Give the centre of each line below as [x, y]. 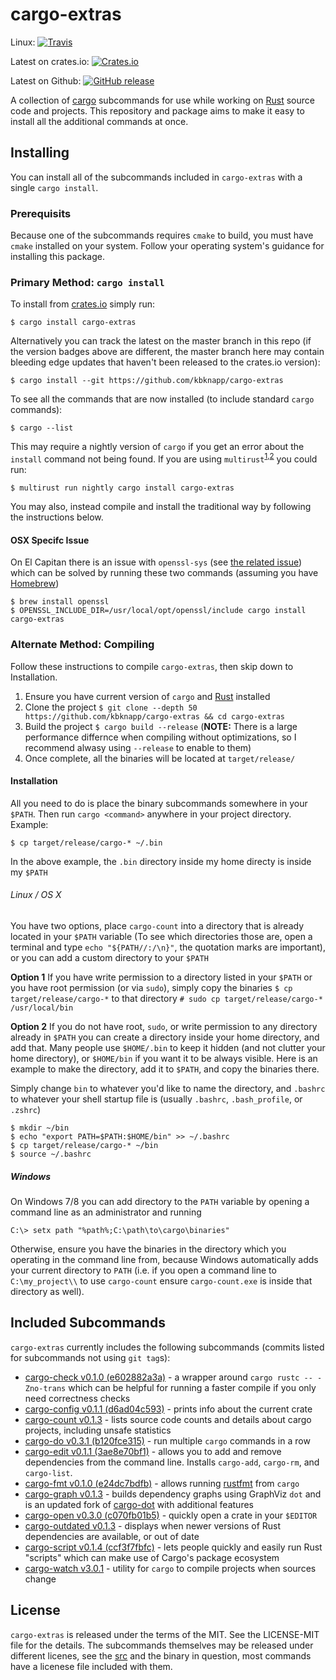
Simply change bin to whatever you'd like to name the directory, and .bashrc [168, 1088]
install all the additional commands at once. [99, 121]
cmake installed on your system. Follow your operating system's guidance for [167, 246]
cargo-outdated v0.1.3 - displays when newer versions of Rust [153, 1525]
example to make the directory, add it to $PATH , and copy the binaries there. [165, 1069]
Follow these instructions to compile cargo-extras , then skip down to [152, 666]
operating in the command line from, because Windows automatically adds [164, 1259]
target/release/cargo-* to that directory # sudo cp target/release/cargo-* [166, 998]
